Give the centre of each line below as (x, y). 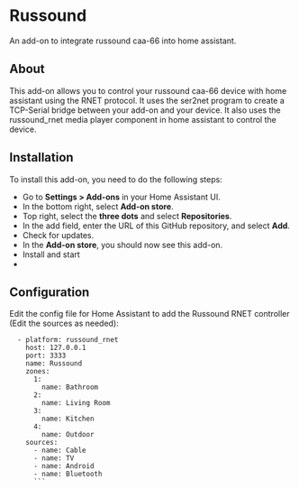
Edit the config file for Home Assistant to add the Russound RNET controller (149, 314)
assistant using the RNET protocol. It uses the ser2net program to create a (147, 100)
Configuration (50, 292)
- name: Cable (60, 451)
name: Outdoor (68, 435)
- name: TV (54, 458)
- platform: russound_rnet (68, 340)
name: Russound (54, 364)
